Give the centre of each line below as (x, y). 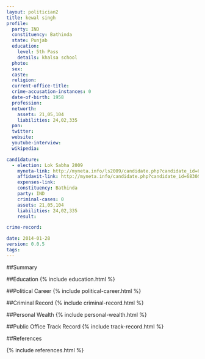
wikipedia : (26, 148)
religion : (24, 80)
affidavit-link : (38, 177)
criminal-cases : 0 (41, 199)
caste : (20, 75)
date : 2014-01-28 (28, 239)
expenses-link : (37, 182)
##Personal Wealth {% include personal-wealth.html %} (77, 314)
